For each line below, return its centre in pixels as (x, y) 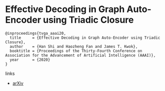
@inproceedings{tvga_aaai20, (36, 33)
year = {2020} (30, 60)
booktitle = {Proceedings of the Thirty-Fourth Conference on (76, 51)
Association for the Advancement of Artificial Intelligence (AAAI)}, (80, 55)
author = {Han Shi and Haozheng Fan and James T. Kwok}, (74, 46)
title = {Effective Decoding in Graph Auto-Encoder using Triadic (85, 38)
